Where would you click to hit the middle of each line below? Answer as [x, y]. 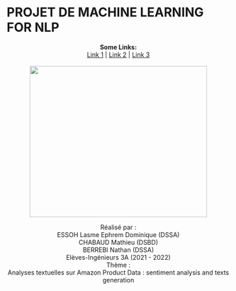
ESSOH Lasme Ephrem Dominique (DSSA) [118, 234]
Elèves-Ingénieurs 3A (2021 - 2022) [118, 257]
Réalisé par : [118, 227]
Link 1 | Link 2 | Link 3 [118, 55]
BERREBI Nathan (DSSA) [118, 250]
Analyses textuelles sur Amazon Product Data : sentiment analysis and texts [118, 272]
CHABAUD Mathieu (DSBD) [118, 242]
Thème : [118, 265]
